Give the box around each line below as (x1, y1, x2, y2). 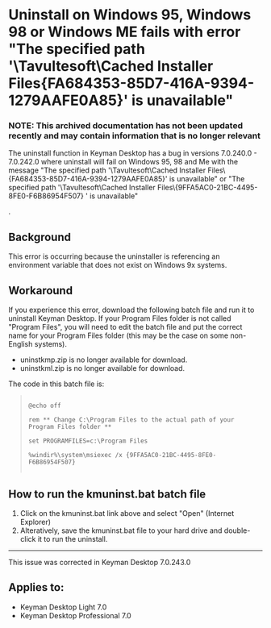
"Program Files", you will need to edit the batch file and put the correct (8, 322, 243, 332)
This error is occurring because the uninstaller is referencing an (8, 252, 220, 261)
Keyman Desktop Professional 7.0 (19, 610, 131, 620)
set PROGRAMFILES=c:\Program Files (27, 437, 148, 445)
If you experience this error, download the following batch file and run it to (8, 305, 255, 315)
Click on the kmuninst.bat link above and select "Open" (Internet (19, 508, 235, 518)
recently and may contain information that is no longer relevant (8, 131, 261, 142)
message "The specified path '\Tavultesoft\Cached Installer (8, 165, 206, 175)
